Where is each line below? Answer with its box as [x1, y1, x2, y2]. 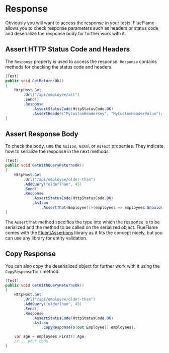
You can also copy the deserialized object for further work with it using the [5, 263, 160, 269]
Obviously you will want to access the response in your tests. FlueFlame [5, 20, 155, 26]
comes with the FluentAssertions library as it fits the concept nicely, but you [5, 229, 162, 236]
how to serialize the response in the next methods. [5, 148, 110, 154]
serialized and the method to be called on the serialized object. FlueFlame [5, 224, 158, 230]
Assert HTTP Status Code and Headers [5, 45, 130, 53]
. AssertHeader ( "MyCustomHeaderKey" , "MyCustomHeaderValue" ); [32, 111, 163, 116]
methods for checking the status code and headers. [5, 64, 113, 70]
